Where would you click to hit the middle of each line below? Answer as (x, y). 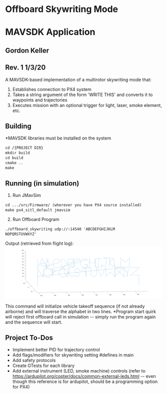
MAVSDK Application (50, 32)
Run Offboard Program (36, 219)
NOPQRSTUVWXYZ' (21, 234)
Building (18, 126)
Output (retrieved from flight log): (39, 243)
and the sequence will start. (34, 322)
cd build (14, 158)
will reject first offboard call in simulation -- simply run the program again (80, 316)
